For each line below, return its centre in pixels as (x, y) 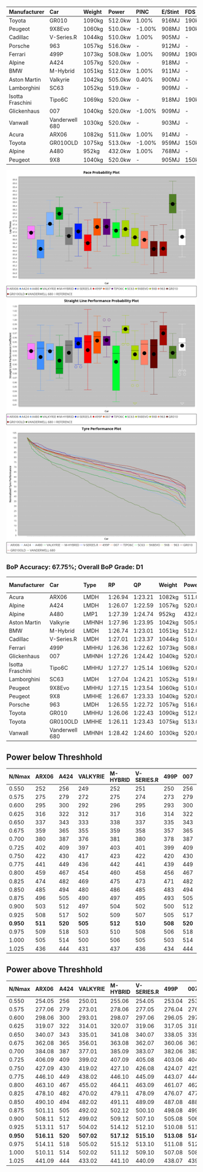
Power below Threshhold (54, 757)
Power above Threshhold (54, 969)
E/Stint (170, 12)
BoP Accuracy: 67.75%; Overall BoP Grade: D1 (75, 567)
